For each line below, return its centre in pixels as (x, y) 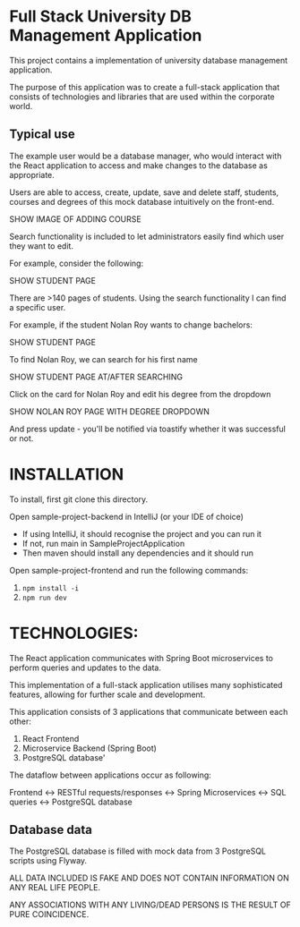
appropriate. (32, 174)
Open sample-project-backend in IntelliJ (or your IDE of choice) (127, 516)
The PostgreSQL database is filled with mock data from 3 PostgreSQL (138, 851)
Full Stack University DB (101, 17)
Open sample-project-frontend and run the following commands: (129, 570)
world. (21, 106)
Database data (51, 830)
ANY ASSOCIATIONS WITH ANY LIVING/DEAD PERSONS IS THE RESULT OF (150, 905)
